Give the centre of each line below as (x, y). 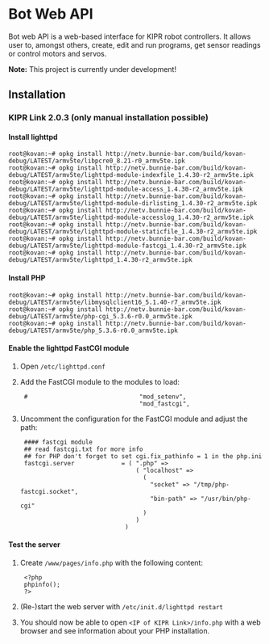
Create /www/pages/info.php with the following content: (112, 563)
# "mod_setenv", (105, 397)
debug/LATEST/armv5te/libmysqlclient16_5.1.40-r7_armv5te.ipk (115, 302)
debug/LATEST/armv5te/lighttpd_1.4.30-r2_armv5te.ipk (101, 260)
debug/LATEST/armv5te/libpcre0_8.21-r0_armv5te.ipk (97, 161)
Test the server (34, 545)
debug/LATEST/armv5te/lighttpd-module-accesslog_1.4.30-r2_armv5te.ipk (131, 218)
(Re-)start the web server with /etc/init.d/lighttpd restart (122, 607)
